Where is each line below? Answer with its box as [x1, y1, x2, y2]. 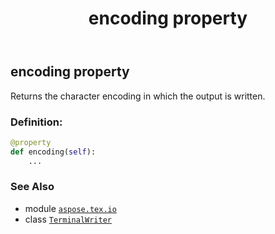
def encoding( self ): [10, 147, 97, 157]
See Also [10, 180, 55, 194]
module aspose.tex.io [24, 202, 117, 214]
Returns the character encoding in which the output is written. [10, 90, 266, 102]
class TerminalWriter [24, 213, 112, 225]
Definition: [10, 115, 63, 129]
